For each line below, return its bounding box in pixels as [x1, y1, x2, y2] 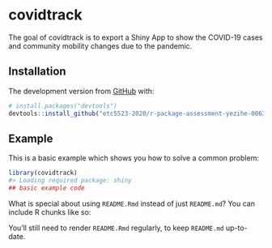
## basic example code [8, 184, 85, 192]
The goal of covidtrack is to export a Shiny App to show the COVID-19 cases [8, 32, 263, 42]
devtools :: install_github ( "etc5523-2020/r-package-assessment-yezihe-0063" [8, 109, 270, 118]
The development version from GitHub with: [8, 86, 155, 96]
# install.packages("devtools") [8, 101, 117, 110]
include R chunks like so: [8, 207, 91, 216]
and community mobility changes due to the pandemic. [8, 41, 193, 50]
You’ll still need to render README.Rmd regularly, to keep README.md [8, 223, 224, 233]
